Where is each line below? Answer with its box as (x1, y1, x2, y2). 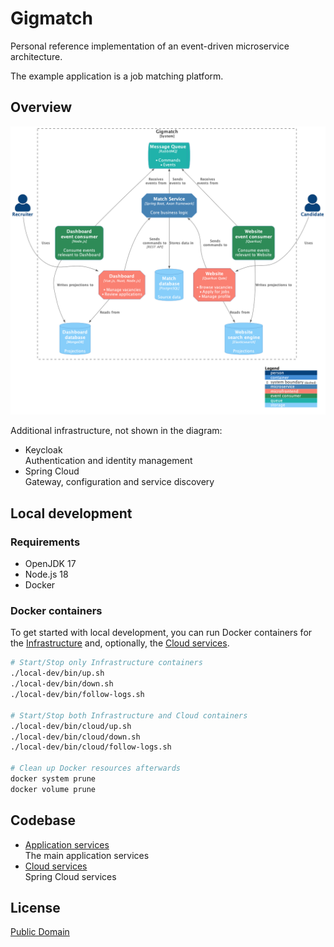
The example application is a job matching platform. (10, 70, 224, 82)
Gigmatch (10, 7, 93, 30)
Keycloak (24, 444, 63, 456)
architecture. (10, 50, 63, 62)
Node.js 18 (24, 568, 69, 581)
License (10, 899, 61, 916)
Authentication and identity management (24, 455, 193, 467)
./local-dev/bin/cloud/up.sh (10, 721, 132, 731)
